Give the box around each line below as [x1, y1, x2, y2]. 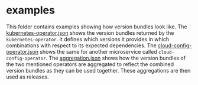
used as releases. [6, 73, 49, 80]
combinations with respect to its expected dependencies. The [6, 42, 157, 49]
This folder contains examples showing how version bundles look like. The [6, 23, 187, 30]
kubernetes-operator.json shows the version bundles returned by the [6, 29, 174, 36]
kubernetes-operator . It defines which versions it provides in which [6, 35, 170, 42]
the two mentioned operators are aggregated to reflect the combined [6, 60, 174, 68]
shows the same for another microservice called [39, 48, 158, 55]
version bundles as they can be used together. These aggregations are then [6, 67, 191, 74]
